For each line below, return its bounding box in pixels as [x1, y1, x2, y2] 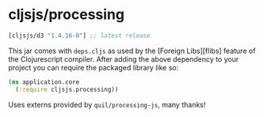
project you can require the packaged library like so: [8, 62, 179, 72]
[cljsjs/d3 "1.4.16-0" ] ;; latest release [8, 32, 151, 40]
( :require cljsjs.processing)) [15, 85, 119, 93]
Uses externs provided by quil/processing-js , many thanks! [8, 100, 206, 109]
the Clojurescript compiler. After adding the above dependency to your [8, 54, 239, 64]
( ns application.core [8, 77, 80, 86]
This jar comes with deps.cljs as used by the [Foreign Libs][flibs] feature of [8, 46, 256, 55]
